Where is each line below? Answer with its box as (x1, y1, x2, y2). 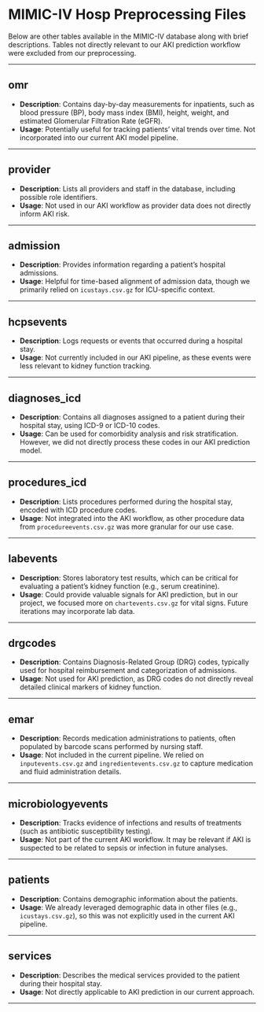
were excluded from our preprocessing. (8, 48, 137, 57)
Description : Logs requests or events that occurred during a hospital (19, 336, 244, 345)
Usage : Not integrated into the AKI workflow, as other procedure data (19, 513, 245, 523)
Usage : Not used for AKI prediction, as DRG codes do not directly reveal (19, 674, 254, 684)
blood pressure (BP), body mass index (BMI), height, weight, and (19, 108, 229, 117)
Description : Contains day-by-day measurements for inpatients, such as (19, 99, 255, 109)
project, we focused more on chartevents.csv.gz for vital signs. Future (19, 598, 249, 608)
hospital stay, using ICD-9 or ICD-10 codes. (19, 421, 160, 430)
